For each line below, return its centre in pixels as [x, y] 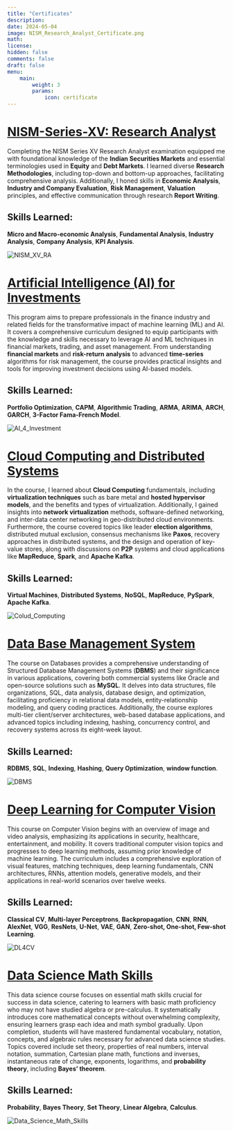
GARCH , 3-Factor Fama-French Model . [64, 415]
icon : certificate [71, 98]
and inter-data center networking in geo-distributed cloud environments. [111, 520]
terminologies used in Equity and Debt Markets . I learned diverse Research [115, 166]
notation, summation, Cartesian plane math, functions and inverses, [104, 1054]
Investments [44, 298]
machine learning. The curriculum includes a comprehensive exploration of [114, 858]
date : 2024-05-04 [32, 26]
